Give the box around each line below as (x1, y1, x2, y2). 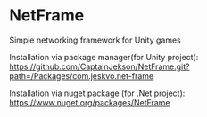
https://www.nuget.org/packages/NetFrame (9, 97, 170, 107)
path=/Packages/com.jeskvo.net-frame (9, 70, 154, 81)
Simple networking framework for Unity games (9, 35, 181, 45)
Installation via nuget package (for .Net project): (9, 88, 186, 98)
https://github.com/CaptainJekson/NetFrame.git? (9, 61, 190, 72)
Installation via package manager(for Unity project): (9, 51, 199, 62)
